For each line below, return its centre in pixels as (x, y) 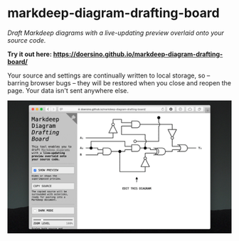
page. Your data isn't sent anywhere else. (68, 90)
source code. (27, 40)
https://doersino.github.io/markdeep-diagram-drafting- (138, 54)
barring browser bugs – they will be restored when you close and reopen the (119, 82)
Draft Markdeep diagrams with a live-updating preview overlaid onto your (116, 33)
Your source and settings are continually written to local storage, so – (109, 75)
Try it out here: (30, 54)
